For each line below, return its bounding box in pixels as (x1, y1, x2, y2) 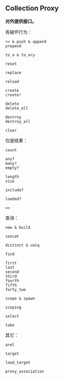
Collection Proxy (5, 4, 59, 13)
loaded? (5, 196, 22, 201)
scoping (5, 304, 22, 310)
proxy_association (5, 369, 44, 374)
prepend (5, 43, 22, 49)
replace (5, 70, 22, 75)
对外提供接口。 (5, 18, 37, 24)
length (5, 174, 19, 179)
